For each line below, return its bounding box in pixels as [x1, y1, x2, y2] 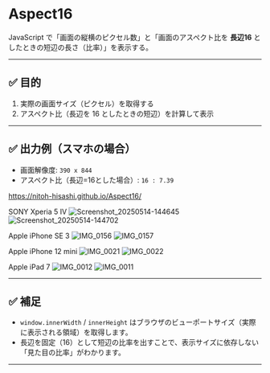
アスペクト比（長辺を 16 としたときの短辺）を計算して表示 [19, 109, 215, 118]
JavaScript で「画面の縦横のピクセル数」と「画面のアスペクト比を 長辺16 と [8, 32, 261, 42]
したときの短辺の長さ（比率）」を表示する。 [8, 42, 153, 52]
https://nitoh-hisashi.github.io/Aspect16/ [8, 191, 142, 201]
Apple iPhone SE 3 [8, 231, 70, 240]
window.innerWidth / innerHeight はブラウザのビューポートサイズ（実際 [19, 318, 256, 327]
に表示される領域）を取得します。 [19, 327, 133, 338]
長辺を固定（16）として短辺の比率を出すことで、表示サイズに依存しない [19, 338, 260, 347]
